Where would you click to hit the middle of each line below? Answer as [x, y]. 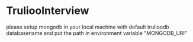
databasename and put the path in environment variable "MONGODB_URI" [97, 33]
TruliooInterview [48, 11]
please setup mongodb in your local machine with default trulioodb [88, 27]
